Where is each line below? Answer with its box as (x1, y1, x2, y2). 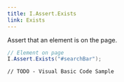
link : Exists (7, 17, 46, 24)
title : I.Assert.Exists (7, 10, 77, 17)
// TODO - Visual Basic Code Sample (7, 68, 114, 75)
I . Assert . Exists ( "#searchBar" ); (7, 56, 102, 63)
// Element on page (7, 49, 64, 56)
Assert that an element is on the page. (7, 35, 118, 44)
